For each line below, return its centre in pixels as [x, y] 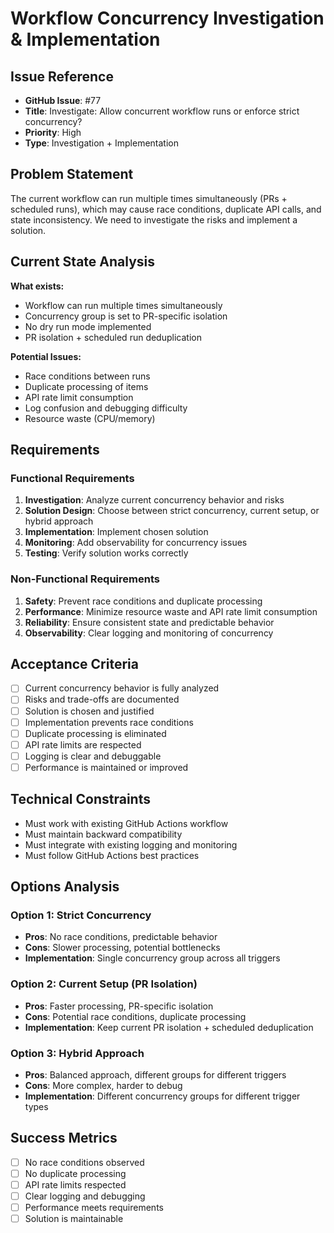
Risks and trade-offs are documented [102, 699]
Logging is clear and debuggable [93, 756]
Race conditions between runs [87, 376]
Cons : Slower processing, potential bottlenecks [122, 948]
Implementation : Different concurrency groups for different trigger [162, 1096]
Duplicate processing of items [86, 386]
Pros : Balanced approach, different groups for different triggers [155, 1075]
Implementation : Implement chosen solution [116, 532]
